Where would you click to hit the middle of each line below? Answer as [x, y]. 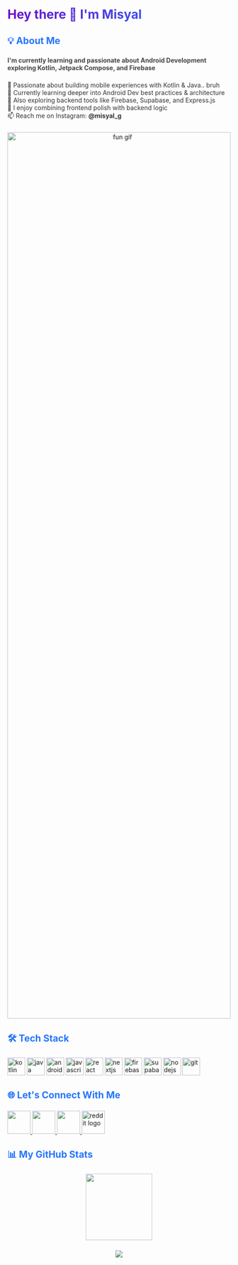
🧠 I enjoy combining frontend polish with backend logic [87, 108]
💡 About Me [34, 41]
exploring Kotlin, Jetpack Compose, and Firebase [81, 67]
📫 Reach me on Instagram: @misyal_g [64, 116]
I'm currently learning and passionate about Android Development [107, 60]
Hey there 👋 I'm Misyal [75, 15]
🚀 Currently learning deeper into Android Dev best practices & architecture [116, 93]
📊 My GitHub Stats [50, 1155]
